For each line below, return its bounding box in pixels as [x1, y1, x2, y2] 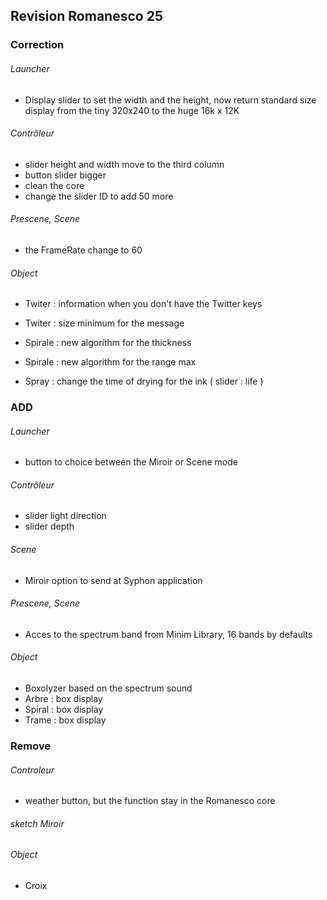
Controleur [10, 764, 55, 776]
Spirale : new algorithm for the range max [24, 356, 197, 368]
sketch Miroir [10, 817, 65, 829]
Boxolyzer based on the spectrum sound [24, 682, 193, 694]
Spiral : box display [24, 704, 104, 716]
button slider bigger [24, 169, 107, 181]
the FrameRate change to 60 [24, 244, 143, 256]
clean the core [24, 179, 85, 191]
